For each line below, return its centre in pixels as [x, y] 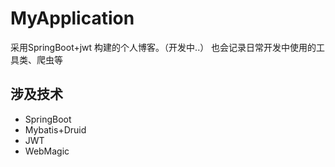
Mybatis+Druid [55, 129]
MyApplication [72, 18]
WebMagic [47, 151]
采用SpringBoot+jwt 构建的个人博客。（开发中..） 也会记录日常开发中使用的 [163, 47]
